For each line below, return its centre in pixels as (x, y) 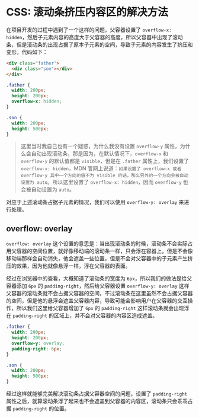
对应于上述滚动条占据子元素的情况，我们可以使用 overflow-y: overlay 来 (95, 202)
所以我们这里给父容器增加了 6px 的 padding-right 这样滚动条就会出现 (100, 308)
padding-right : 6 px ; (37, 349)
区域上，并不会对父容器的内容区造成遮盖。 (106, 315)
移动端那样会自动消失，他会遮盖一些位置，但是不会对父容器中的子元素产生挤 (99, 259)
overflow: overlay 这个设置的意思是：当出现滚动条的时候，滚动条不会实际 (97, 244)
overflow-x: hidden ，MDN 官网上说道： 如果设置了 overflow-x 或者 (101, 168)
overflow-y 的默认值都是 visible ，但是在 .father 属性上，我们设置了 (105, 161)
